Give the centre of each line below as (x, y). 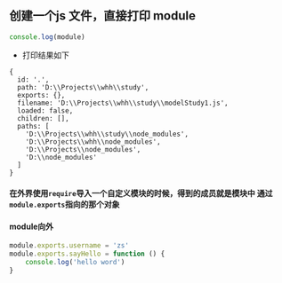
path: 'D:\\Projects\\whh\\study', (83, 87)
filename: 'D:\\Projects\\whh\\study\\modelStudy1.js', (123, 103)
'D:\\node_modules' (61, 157)
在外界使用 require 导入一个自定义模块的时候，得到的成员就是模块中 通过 (141, 193)
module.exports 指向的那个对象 (64, 204)
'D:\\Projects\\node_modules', (83, 149)
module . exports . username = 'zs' (69, 246)
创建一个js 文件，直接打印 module (102, 16)
